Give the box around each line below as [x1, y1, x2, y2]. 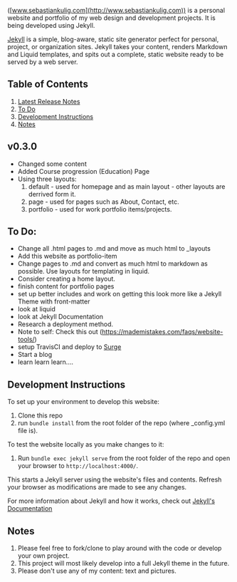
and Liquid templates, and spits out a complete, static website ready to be [7, 50, 224, 58]
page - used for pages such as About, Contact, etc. [28, 197, 179, 206]
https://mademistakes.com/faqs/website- [102, 328, 223, 336]
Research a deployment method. [17, 320, 114, 328]
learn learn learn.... [17, 358, 73, 366]
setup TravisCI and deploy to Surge [17, 343, 122, 351]
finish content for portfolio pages [17, 282, 115, 291]
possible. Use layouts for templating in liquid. [17, 267, 150, 276]
